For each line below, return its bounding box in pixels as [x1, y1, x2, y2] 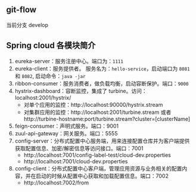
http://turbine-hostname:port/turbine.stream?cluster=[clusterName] [23, 115, 191, 122]
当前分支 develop [6, 21, 49, 29]
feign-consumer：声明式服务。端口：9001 [14, 122, 119, 129]
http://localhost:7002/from [23, 179, 89, 186]
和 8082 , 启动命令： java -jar [14, 72, 86, 79]
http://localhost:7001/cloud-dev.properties [23, 157, 128, 165]
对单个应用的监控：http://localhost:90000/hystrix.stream [23, 101, 163, 108]
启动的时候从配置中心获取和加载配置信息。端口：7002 [35, 172, 169, 179]
